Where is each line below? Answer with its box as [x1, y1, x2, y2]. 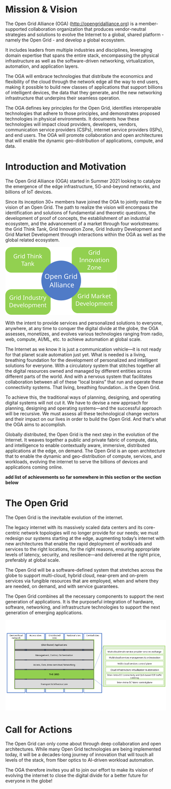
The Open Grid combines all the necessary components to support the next [5, 593, 164, 599]
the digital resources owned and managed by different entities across [5, 368, 152, 374]
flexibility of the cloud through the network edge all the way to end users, [5, 78, 160, 85]
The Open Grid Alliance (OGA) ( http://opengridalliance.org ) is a [5, 21, 138, 27]
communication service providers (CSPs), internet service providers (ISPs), [5, 127, 163, 133]
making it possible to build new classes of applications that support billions [5, 84, 163, 90]
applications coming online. [5, 464, 63, 470]
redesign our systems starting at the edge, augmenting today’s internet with [5, 535, 165, 541]
